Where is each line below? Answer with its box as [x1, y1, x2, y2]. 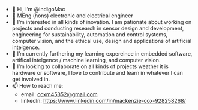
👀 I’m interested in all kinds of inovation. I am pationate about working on [11, 19, 192, 25]
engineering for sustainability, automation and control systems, [11, 31, 168, 38]
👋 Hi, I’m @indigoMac [11, 6, 65, 13]
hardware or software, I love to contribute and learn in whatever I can [11, 69, 183, 76]
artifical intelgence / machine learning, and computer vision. [11, 57, 161, 63]
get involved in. [11, 75, 50, 82]
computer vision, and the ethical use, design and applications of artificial [11, 38, 192, 44]
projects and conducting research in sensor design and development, [11, 25, 184, 32]
